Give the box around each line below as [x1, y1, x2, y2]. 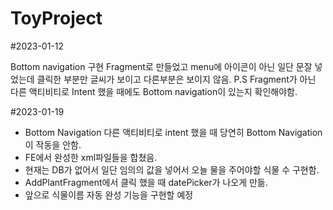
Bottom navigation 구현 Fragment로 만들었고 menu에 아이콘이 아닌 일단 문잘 [10, 60, 313, 72]
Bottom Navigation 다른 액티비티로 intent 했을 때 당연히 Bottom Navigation [24, 126, 323, 138]
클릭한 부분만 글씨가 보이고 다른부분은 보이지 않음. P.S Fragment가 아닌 [36, 73, 317, 85]
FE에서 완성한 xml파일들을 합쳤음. [24, 151, 158, 163]
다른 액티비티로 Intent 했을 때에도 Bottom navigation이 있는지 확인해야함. [10, 85, 298, 97]
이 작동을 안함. [24, 138, 82, 151]
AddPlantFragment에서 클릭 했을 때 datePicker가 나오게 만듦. [24, 176, 268, 188]
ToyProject [10, 7, 103, 30]
